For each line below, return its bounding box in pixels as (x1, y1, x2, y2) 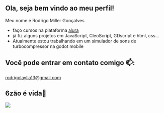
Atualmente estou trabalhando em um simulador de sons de (12, 38, 137, 44)
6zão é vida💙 (5, 89, 47, 98)
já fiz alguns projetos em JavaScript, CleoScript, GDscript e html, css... (12, 32, 159, 38)
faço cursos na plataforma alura (12, 27, 79, 33)
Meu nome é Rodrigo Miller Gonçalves (5, 17, 85, 23)
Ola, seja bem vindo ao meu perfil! (5, 4, 115, 13)
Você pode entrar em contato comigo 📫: (5, 59, 135, 67)
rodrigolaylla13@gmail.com (5, 74, 61, 80)
